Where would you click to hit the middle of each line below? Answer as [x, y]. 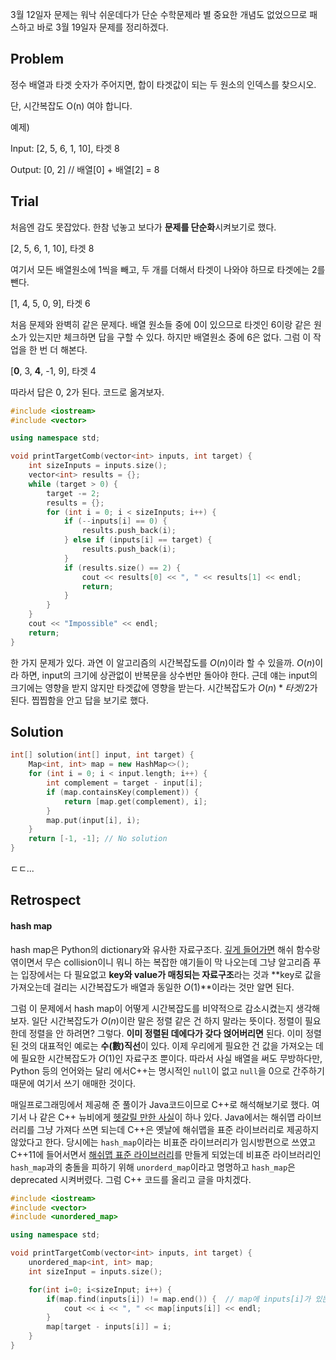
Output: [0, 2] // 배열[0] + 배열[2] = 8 [85, 169]
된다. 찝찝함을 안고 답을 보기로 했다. [79, 700]
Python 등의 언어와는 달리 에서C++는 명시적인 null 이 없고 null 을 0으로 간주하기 [167, 1070]
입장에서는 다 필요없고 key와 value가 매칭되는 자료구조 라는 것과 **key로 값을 [171, 974]
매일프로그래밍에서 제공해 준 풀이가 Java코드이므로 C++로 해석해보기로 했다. [160, 1104]
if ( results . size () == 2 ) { [122, 568]
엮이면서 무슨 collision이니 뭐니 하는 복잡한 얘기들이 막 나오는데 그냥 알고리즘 [160, 962]
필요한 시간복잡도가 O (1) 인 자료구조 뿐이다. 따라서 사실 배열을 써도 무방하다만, [171, 1058]
